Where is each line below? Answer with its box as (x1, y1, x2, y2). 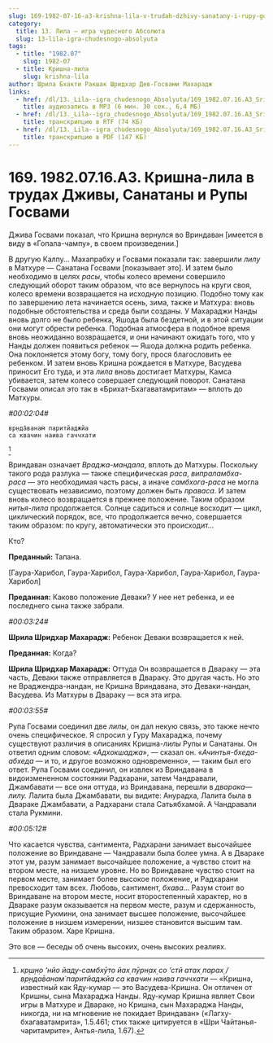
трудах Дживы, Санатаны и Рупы (8, 185, 248, 204)
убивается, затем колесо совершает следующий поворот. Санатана (8, 375, 246, 385)
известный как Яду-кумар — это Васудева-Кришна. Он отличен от (19, 982, 253, 992)
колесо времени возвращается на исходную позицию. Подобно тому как (8, 288, 264, 298)
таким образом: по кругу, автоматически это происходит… (8, 520, 214, 530)
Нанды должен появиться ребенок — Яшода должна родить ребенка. (8, 340, 252, 350)
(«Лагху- (201, 1008, 232, 1018)
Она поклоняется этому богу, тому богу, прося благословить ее (8, 349, 232, 359)
